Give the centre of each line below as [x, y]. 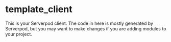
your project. [19, 34]
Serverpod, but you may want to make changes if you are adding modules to [86, 28]
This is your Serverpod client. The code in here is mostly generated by [79, 23]
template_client [39, 9]
